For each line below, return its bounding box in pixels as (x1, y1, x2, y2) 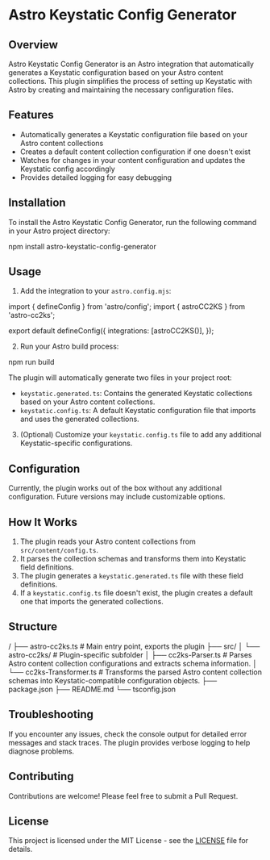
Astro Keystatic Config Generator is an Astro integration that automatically (8, 59, 254, 69)
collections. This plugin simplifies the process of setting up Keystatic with (8, 77, 252, 86)
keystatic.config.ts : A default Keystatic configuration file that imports (19, 406, 256, 415)
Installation (8, 196, 66, 210)
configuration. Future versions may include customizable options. (8, 492, 226, 502)
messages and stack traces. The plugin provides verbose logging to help (8, 737, 251, 747)
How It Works (8, 515, 78, 529)
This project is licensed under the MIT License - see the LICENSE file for (8, 836, 248, 845)
